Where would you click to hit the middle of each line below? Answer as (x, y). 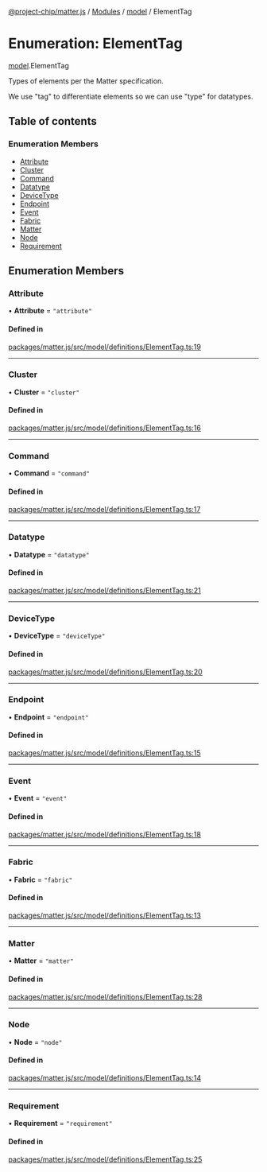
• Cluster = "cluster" (44, 392)
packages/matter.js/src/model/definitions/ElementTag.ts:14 (105, 1078)
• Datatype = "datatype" (49, 554)
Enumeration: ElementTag (95, 44)
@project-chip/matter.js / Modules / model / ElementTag (100, 12)
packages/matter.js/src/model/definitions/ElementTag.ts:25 (105, 1159)
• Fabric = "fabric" (41, 879)
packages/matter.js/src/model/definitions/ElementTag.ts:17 (104, 509)
